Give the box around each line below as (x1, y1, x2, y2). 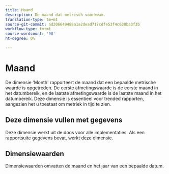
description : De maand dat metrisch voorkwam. (5, 12, 106, 17)
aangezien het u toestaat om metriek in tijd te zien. (5, 101, 111, 107)
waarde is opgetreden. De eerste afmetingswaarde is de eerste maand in (5, 85, 158, 91)
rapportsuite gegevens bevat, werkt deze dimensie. (5, 135, 114, 141)
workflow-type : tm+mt (5, 27, 51, 32)
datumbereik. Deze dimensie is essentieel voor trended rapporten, (5, 95, 144, 102)
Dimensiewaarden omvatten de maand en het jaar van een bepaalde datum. (5, 163, 164, 169)
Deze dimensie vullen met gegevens (5, 116, 123, 125)
